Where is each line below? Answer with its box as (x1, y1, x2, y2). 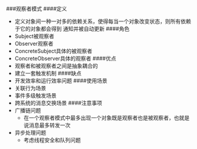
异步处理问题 (14, 129, 46, 136)
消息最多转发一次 (28, 122, 71, 129)
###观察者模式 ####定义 (6, 5, 67, 12)
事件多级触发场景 (14, 92, 57, 99)
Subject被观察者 (14, 33, 54, 40)
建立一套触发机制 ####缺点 (14, 70, 82, 77)
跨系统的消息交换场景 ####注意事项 (14, 100, 102, 106)
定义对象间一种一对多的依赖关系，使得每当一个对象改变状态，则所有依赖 (14, 18, 191, 25)
